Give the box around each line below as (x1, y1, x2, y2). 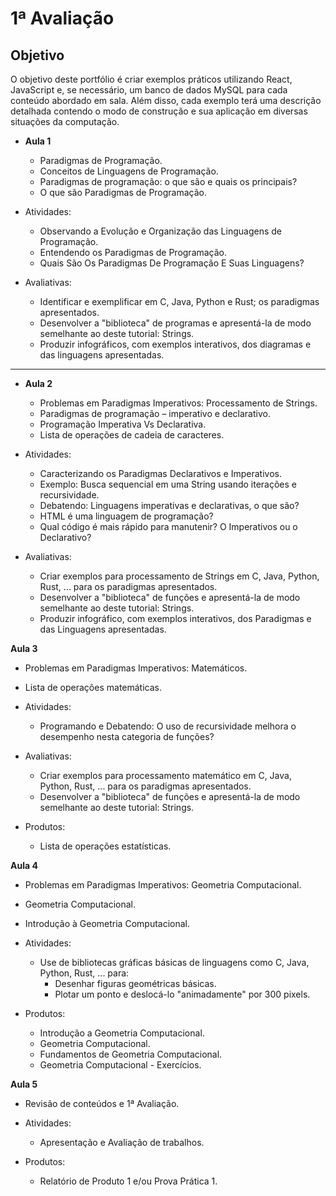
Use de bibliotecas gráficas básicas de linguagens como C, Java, (39, 957, 310, 968)
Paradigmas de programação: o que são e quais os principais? (39, 176, 298, 187)
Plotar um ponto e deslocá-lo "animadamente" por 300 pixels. (54, 988, 311, 1000)
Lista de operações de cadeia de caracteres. (39, 429, 225, 441)
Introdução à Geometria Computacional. (24, 918, 191, 929)
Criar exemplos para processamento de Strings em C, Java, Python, (39, 570, 320, 582)
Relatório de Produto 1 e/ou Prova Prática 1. (39, 1175, 218, 1187)
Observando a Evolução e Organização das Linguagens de (39, 225, 282, 237)
